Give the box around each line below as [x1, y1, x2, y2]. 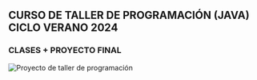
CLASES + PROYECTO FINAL [8, 45, 122, 56]
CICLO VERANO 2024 [8, 21, 118, 35]
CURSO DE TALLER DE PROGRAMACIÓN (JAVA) [8, 9, 250, 22]
